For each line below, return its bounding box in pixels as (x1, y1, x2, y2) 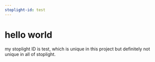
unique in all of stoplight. (5, 51, 56, 57)
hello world (5, 29, 52, 40)
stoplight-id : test (5, 7, 46, 13)
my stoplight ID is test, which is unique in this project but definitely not (5, 46, 150, 52)
